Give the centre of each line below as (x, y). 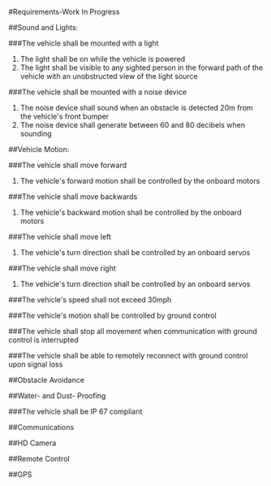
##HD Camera (32, 443)
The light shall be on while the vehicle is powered (102, 59)
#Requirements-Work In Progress (64, 12)
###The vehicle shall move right (62, 268)
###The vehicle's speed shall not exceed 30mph (90, 299)
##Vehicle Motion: (39, 149)
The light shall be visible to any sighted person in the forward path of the (142, 67)
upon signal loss (36, 364)
